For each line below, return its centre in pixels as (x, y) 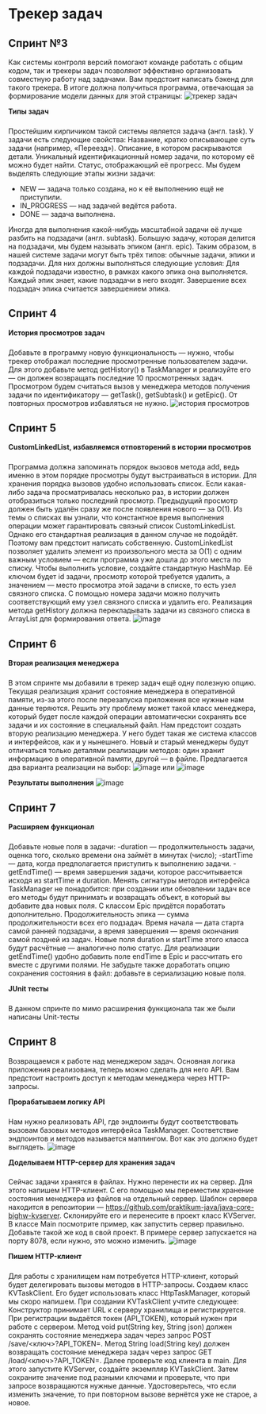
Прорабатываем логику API (57, 1102)
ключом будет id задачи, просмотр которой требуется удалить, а (119, 577)
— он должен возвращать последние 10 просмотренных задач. (116, 377)
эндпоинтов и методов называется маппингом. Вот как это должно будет (133, 1138)
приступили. (41, 197)
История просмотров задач (57, 332)
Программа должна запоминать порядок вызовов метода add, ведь (124, 467)
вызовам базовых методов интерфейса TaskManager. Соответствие (123, 1130)
